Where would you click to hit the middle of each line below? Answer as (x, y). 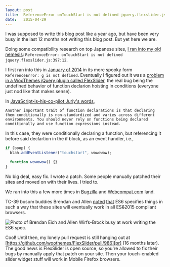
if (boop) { (18, 148)
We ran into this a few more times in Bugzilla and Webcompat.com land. (80, 192)
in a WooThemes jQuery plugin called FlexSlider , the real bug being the (79, 81)
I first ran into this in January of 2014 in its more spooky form (69, 70)
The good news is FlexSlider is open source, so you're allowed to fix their (81, 248)
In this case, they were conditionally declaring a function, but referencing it (83, 133)
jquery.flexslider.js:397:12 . (37, 60)
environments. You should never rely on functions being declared (77, 120)
